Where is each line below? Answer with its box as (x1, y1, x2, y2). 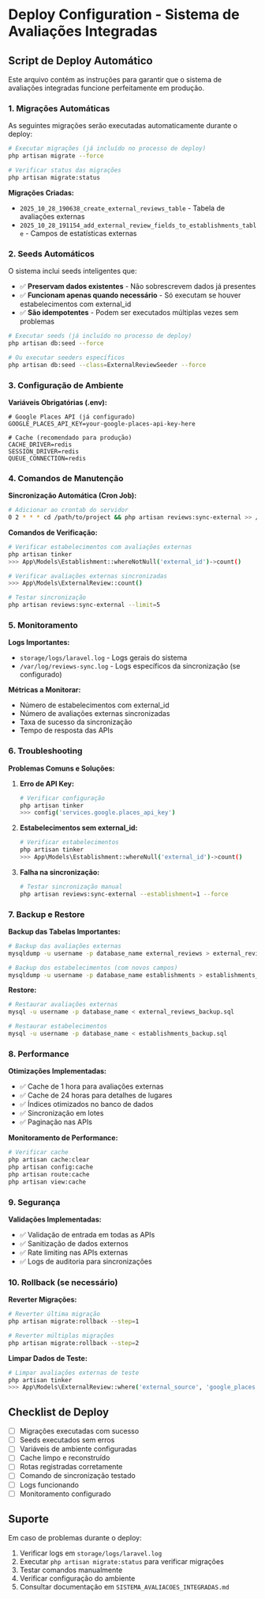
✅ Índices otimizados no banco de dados (19, 1100, 154, 1109)
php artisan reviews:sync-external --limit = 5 (8, 601, 160, 609)
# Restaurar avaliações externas (8, 1001, 118, 1009)
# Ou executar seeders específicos (8, 354, 125, 362)
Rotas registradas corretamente (19, 1462, 123, 1472)
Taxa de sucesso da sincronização (19, 718, 132, 727)
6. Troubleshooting (8, 745, 83, 756)
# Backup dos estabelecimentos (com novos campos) (8, 964, 178, 972)
